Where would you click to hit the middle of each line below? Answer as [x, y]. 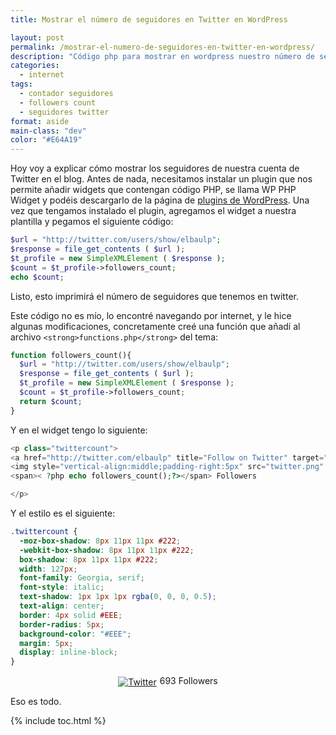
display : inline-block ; [68, 652]
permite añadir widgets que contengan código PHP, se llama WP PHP [153, 190]
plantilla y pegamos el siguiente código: [92, 222]
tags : [21, 84]
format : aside [40, 121]
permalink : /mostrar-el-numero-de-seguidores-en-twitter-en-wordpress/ [162, 47]
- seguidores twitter [64, 112]
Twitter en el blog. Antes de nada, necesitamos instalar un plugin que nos [161, 179]
